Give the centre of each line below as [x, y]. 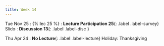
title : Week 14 [21, 10]
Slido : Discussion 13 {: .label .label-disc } [47, 29]
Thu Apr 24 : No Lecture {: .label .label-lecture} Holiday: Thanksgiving [76, 38]
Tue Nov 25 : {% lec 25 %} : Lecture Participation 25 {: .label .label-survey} [82, 23]
